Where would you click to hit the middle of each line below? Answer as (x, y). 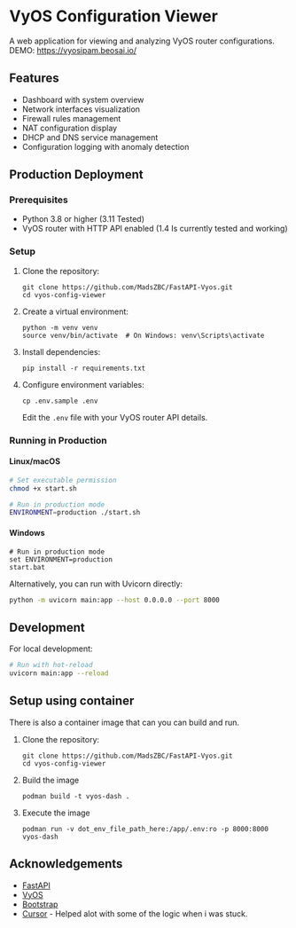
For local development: (51, 649)
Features (34, 79)
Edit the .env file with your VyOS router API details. (115, 417)
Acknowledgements (66, 864)
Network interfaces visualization (81, 109)
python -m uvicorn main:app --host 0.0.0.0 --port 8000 (114, 600)
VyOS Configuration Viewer (114, 16)
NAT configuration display (70, 128)
